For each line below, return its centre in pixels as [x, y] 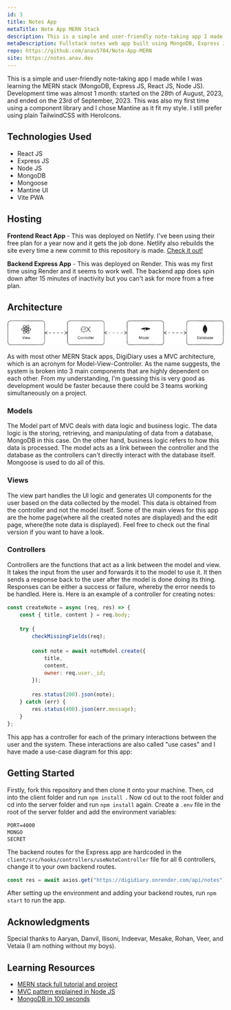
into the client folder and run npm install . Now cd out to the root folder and [115, 797]
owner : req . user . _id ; [75, 673]
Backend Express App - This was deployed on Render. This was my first [110, 264]
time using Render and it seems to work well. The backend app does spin [111, 271]
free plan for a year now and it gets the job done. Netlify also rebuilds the [111, 243]
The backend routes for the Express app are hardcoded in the [95, 852]
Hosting [25, 219]
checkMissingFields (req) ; [69, 637]
